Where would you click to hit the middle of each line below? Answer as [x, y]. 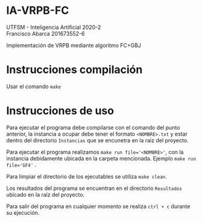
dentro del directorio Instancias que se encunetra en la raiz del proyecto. [97, 140]
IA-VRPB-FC [38, 11]
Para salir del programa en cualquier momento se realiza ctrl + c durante [98, 206]
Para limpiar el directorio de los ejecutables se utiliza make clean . [87, 176]
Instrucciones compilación [74, 70]
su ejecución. [23, 212]
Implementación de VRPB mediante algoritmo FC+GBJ [74, 45]
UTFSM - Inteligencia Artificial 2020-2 [54, 27]
